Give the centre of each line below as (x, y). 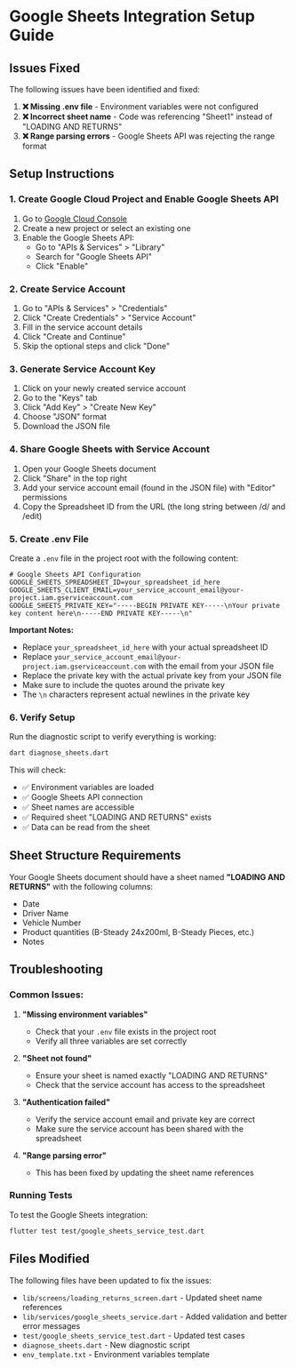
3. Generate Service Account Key (83, 369)
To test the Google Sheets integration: (79, 1214)
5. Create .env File (49, 539)
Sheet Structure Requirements (95, 856)
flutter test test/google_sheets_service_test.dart (107, 1231)
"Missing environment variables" (85, 1014)
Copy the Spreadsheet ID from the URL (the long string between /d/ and (154, 506)
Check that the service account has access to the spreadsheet (150, 1084)
